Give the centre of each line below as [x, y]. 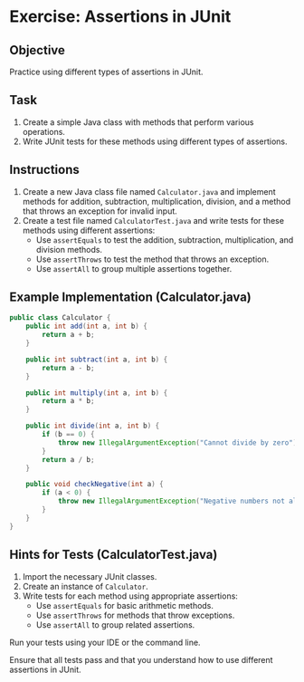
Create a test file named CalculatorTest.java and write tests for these [153, 220]
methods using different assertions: [89, 230]
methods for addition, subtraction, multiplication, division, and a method [157, 201]
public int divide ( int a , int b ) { [93, 426]
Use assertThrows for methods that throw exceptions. [135, 615]
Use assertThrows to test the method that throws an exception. [152, 259]
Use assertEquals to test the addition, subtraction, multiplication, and [165, 240]
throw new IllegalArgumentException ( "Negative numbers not [171, 501]
